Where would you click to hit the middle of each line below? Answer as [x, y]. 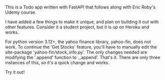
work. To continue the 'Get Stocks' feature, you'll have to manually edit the [81, 47]
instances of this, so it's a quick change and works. [57, 63]
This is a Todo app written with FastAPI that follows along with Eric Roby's [80, 7]
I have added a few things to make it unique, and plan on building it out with [82, 22]
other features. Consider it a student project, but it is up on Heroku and [77, 27]
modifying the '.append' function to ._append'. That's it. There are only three [83, 57]
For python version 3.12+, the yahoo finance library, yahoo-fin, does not [78, 42]
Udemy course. [21, 12]
